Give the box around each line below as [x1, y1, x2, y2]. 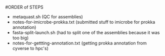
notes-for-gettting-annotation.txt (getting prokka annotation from [12, 40, 147, 46]
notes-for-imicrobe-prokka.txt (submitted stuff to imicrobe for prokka [12, 19, 155, 25]
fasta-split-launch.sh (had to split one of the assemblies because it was [12, 30, 160, 35]
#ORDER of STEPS [5, 4, 43, 10]
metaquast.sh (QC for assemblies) [12, 14, 83, 19]
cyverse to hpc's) [12, 46, 49, 51]
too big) [12, 35, 29, 41]
